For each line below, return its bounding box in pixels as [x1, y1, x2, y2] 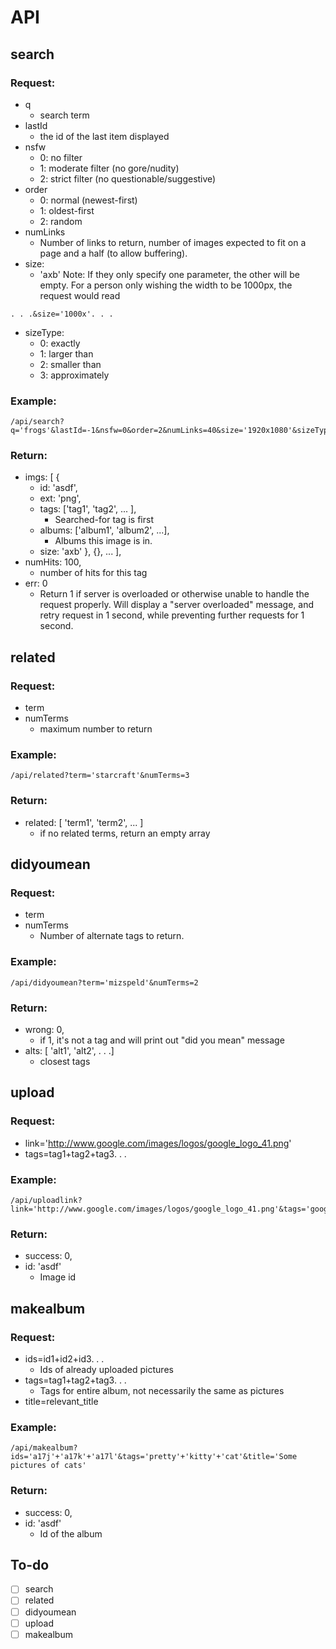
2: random [39, 215, 83, 227]
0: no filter [39, 151, 83, 163]
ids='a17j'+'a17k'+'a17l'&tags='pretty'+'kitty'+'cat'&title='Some [10, 1452, 298, 1462]
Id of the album [39, 1527, 103, 1540]
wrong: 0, [24, 1024, 65, 1036]
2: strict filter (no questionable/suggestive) [39, 172, 217, 185]
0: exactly [39, 337, 81, 349]
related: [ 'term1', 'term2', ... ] [24, 816, 144, 828]
